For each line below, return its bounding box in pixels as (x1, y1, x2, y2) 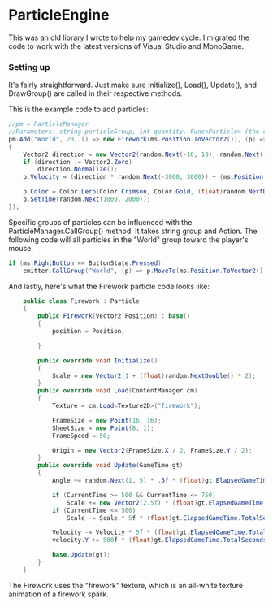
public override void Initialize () (37, 356, 158, 365)
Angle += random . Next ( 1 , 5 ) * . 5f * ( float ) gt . (51, 477, 217, 485)
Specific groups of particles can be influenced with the (8, 217, 193, 227)
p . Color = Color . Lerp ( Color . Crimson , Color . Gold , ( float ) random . (23, 188, 249, 196)
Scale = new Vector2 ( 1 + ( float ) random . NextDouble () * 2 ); (51, 371, 257, 379)
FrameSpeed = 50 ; (51, 431, 111, 440)
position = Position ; (51, 327, 126, 336)
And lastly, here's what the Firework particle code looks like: (8, 281, 210, 291)
